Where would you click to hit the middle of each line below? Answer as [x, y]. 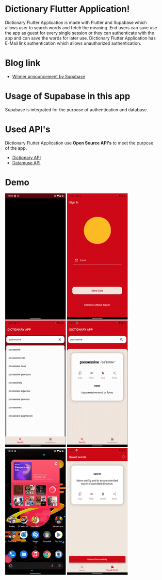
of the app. [16, 148]
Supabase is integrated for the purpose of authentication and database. [77, 110]
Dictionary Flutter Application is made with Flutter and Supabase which [76, 22]
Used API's [28, 129]
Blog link [23, 63]
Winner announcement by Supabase [49, 76]
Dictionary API [26, 158]
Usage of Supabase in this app [68, 96]
